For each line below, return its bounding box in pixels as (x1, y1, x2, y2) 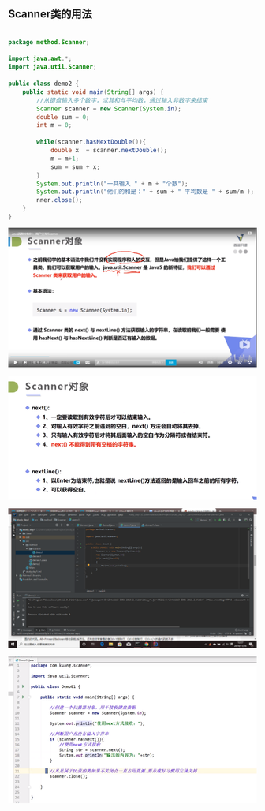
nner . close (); (36, 196, 83, 204)
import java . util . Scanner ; (8, 63, 97, 71)
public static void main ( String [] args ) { (22, 88, 164, 96)
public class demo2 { (8, 80, 80, 88)
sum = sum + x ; (50, 163, 101, 171)
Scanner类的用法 (8, 7, 92, 21)
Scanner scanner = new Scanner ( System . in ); (36, 105, 181, 113)
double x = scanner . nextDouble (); (50, 147, 168, 155)
